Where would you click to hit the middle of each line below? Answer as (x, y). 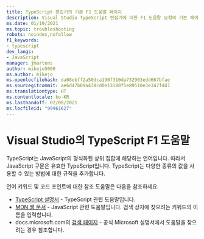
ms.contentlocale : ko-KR (38, 97)
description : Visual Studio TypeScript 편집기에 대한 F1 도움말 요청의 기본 (97, 18)
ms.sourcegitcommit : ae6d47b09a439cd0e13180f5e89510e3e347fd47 (88, 86)
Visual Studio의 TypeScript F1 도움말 (98, 140)
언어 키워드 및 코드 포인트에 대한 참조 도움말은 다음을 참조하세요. (83, 187)
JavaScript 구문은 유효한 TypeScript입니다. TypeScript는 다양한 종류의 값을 (97, 166)
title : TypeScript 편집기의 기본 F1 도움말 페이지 (64, 12)
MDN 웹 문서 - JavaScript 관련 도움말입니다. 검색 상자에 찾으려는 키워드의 (103, 207)
